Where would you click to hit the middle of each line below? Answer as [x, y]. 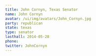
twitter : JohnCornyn [26, 46]
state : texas [18, 28]
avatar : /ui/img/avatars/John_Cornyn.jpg [48, 19]
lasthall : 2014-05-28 [27, 37]
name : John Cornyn [24, 14]
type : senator [20, 32]
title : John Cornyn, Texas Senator [42, 9]
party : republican [24, 23]
